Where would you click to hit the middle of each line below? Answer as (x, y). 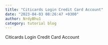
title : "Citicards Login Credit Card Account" (54, 10)
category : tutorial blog (31, 23)
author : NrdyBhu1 (23, 19)
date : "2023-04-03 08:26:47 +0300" (42, 14)
